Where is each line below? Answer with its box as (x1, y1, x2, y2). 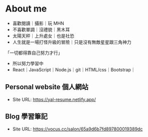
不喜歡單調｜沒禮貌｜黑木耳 (12, 26, 70, 33)
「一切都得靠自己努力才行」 (5, 50, 63, 56)
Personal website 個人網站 (5, 83, 89, 91)
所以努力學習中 (12, 60, 44, 66)
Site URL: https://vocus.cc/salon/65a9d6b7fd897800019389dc (12, 126, 143, 132)
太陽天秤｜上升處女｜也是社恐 (12, 33, 74, 39)
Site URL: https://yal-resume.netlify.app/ (12, 96, 96, 102)
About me (5, 3, 47, 15)
